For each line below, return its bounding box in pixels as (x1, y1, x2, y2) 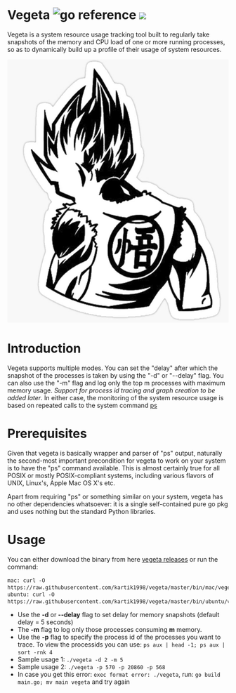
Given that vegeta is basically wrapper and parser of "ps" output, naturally (7, 449, 223, 457)
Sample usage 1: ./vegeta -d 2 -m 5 (17, 655, 124, 664)
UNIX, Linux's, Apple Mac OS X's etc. (7, 478, 116, 487)
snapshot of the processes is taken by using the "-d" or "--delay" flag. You (7, 371, 224, 379)
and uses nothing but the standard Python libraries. (7, 507, 156, 515)
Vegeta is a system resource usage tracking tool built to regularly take (7, 30, 210, 39)
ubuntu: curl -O (7, 590, 55, 598)
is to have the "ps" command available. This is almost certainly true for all (7, 463, 220, 472)
